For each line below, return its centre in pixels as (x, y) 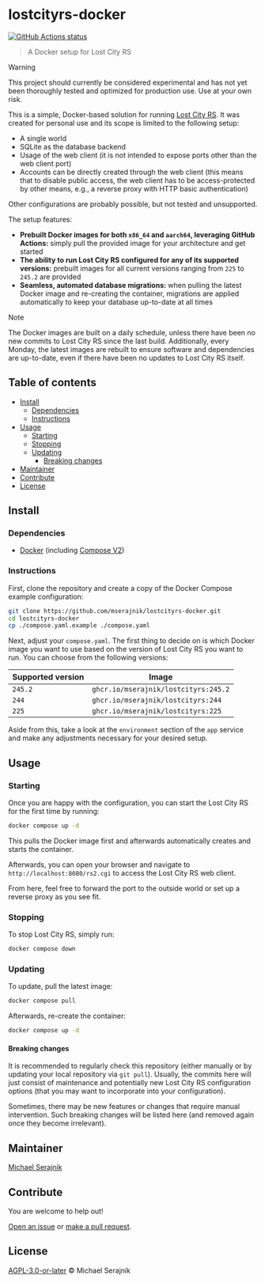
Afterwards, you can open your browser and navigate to (99, 865)
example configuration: (46, 596)
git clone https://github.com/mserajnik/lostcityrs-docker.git (115, 611)
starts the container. (41, 849)
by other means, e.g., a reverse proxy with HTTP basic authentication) (134, 188)
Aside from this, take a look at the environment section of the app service (126, 730)
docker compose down (42, 949)
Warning (22, 67)
